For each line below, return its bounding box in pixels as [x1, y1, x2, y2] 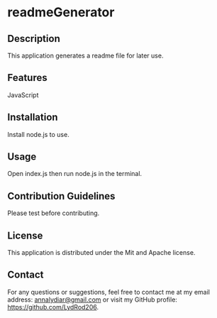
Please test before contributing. [7, 209, 100, 217]
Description [7, 33, 60, 45]
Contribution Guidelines [7, 190, 116, 202]
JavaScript [7, 90, 39, 99]
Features [7, 72, 48, 84]
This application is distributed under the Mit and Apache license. [7, 248, 196, 257]
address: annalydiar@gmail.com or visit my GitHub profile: [7, 295, 177, 304]
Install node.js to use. [7, 130, 69, 138]
